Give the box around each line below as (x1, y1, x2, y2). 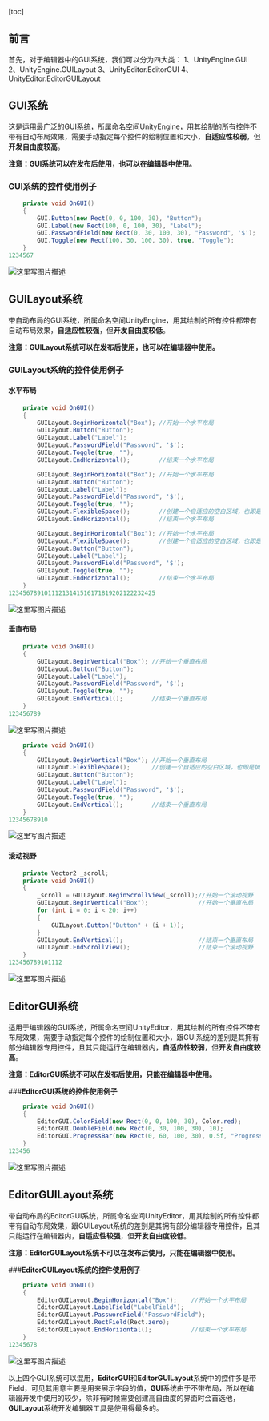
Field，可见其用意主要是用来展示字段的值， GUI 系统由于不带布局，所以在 (8, 1383, 247, 1392)
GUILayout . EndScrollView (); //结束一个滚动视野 (37, 944, 254, 952)
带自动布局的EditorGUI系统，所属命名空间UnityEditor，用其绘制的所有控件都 (8, 1210, 259, 1220)
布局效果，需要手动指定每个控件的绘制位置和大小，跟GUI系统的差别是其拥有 (8, 1032, 259, 1042)
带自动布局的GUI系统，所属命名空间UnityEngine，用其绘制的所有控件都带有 (8, 315, 258, 325)
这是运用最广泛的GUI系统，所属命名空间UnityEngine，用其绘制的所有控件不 (8, 122, 258, 131)
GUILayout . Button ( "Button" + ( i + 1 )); (50, 921, 184, 929)
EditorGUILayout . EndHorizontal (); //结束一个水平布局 (37, 1326, 247, 1334)
